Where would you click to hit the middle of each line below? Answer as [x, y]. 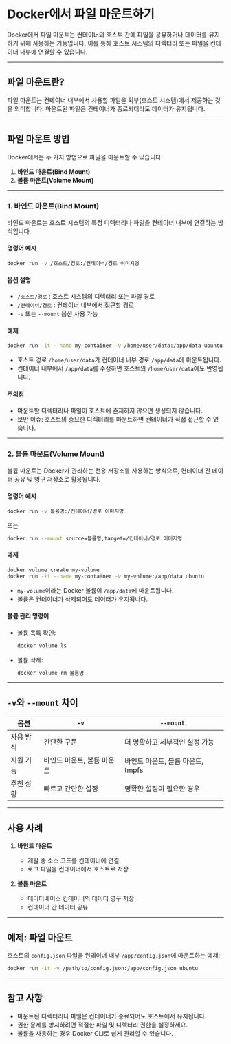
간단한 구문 [60, 742]
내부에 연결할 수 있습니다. [54, 52]
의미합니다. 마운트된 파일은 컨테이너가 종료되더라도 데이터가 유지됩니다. [110, 108]
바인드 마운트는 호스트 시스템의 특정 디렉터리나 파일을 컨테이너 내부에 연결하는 [112, 222]
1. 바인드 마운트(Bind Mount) [53, 206]
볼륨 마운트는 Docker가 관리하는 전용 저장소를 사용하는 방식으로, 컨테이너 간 [109, 471]
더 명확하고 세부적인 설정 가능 [169, 742]
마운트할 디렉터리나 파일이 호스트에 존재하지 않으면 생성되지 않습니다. [110, 411]
